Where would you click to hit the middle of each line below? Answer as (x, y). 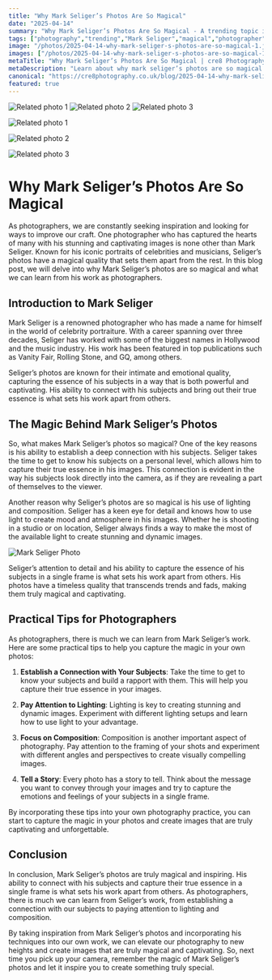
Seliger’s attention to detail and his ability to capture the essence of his (126, 569)
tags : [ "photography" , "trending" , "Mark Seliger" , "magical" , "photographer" (137, 38)
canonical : (27, 76)
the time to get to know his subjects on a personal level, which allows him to (135, 461)
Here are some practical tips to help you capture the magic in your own (127, 647)
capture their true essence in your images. (91, 688)
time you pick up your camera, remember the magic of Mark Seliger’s (124, 959)
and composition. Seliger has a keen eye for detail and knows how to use (130, 511)
